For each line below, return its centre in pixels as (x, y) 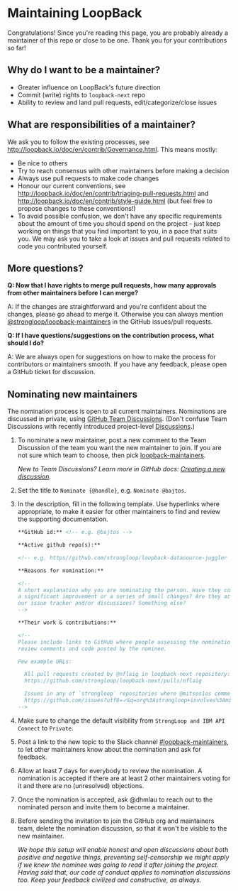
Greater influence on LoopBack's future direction (89, 87)
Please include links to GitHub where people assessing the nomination (125, 642)
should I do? (26, 343)
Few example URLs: (45, 662)
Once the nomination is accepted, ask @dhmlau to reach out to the (115, 799)
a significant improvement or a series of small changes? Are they (119, 597)
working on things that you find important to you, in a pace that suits (117, 231)
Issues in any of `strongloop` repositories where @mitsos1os (118, 694)
